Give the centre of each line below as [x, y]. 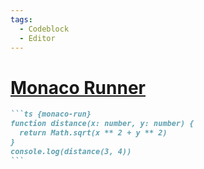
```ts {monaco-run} [51, 114]
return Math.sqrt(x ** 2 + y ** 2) [93, 133]
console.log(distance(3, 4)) [71, 151]
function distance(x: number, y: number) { [102, 124]
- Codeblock [44, 29]
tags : [21, 19]
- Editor [37, 38]
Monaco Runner [78, 87]
